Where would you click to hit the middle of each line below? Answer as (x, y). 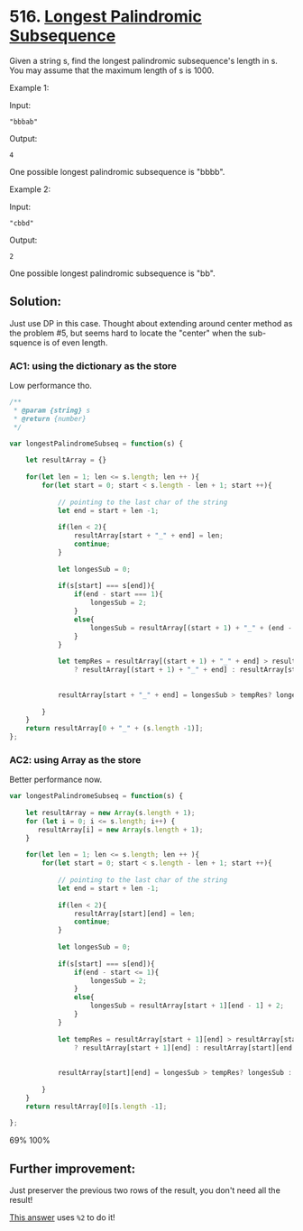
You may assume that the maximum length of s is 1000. (112, 70)
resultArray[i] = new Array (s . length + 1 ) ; (120, 830)
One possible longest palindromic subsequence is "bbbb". (117, 171)
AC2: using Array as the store (75, 759)
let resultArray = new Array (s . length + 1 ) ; (110, 813)
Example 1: (29, 87)
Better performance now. (55, 780)
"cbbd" (22, 223)
